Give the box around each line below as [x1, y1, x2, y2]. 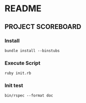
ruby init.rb [4, 71, 31, 76]
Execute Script [4, 59, 40, 66]
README [4, 3, 42, 14]
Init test [4, 82, 23, 89]
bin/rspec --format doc [4, 93, 54, 98]
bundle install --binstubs [4, 48, 60, 53]
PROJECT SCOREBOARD [4, 23, 82, 31]
